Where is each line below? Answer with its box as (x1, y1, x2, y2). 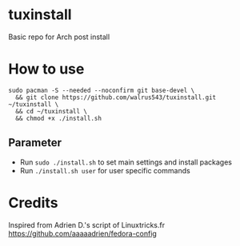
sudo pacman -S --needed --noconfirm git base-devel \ (8, 86, 195, 94)
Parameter (8, 136, 62, 149)
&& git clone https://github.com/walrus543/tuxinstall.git (15, 93, 217, 101)
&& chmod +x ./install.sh (15, 114, 102, 122)
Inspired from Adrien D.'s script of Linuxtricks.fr (8, 220, 166, 229)
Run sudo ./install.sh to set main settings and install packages (19, 157, 232, 167)
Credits (8, 193, 58, 212)
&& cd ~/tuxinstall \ (15, 107, 88, 115)
